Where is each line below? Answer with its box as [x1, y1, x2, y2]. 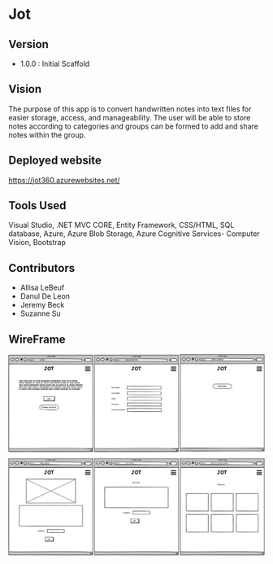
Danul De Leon [19, 291, 71, 301]
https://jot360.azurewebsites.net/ [8, 175, 120, 185]
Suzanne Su [19, 308, 61, 318]
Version [8, 37, 49, 51]
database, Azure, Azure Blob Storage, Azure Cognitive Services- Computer [8, 229, 260, 238]
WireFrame [8, 332, 67, 346]
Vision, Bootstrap [8, 238, 67, 247]
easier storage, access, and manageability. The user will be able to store [8, 112, 251, 122]
